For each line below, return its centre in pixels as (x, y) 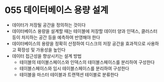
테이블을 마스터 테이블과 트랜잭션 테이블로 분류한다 (69, 75)
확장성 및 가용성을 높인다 (41, 50)
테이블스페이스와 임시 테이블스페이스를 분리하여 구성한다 (74, 68)
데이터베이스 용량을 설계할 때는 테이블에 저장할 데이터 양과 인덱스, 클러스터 (85, 31)
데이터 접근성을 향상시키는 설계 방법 (47, 56)
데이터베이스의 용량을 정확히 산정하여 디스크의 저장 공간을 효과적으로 (79, 43)
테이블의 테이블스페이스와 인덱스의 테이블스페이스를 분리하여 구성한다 (87, 62)
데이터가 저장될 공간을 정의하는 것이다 (49, 25)
